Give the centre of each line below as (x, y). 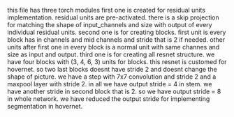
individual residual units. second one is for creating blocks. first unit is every (117, 32)
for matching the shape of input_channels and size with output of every (110, 25)
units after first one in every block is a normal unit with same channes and (114, 47)
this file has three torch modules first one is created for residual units (107, 10)
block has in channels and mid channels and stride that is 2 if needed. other (116, 40)
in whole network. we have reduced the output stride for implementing (109, 99)
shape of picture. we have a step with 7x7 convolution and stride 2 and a (112, 77)
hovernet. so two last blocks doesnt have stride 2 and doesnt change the (112, 69)
